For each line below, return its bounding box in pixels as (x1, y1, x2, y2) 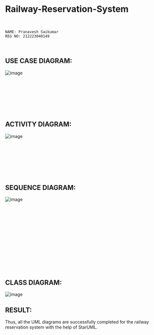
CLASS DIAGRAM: (5, 278, 62, 287)
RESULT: (5, 306, 32, 314)
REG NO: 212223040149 (5, 34, 50, 39)
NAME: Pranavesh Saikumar (5, 29, 58, 34)
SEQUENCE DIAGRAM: (5, 183, 76, 191)
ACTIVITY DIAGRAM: (5, 120, 72, 129)
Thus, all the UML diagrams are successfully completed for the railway (5, 319, 150, 325)
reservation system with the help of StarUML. (5, 324, 98, 330)
